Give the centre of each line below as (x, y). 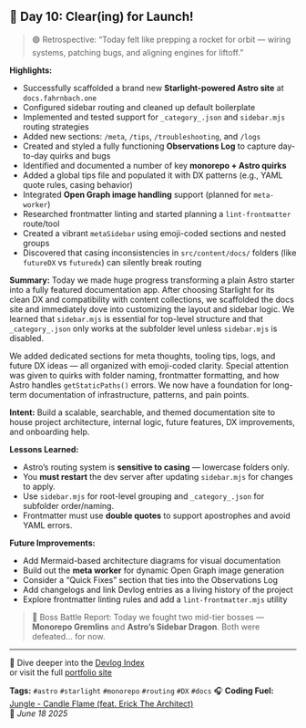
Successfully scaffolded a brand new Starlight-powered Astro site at (153, 88)
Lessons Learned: (44, 449)
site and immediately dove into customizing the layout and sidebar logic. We (152, 309)
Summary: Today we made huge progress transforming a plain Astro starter (152, 280)
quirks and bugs (80, 155)
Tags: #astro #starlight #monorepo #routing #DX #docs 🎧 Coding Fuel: (142, 691)
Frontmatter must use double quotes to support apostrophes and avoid (157, 515)
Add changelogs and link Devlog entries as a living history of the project (158, 589)
